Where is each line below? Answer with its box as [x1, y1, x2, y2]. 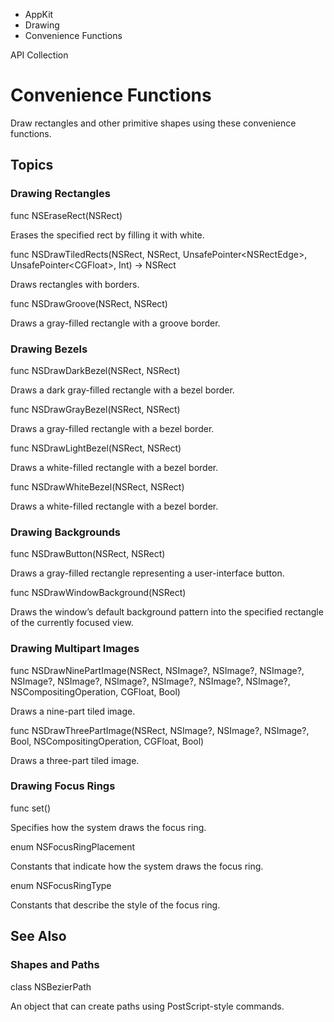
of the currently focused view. [10, 617, 134, 629]
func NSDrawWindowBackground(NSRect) [10, 587, 187, 599]
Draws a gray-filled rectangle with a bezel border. [10, 422, 215, 434]
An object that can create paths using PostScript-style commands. [10, 1000, 285, 1012]
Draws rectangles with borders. [10, 278, 140, 290]
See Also [10, 928, 67, 945]
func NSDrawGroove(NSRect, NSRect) [10, 297, 168, 309]
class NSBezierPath [10, 980, 92, 993]
